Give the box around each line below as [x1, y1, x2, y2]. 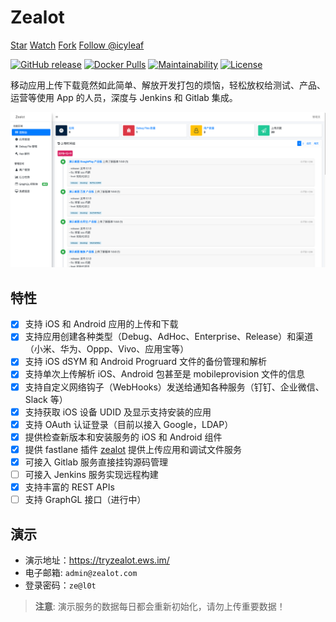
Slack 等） [24, 393, 68, 405]
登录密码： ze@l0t [24, 579, 97, 591]
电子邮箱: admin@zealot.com [24, 566, 138, 578]
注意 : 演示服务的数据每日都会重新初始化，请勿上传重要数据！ [34, 600, 286, 612]
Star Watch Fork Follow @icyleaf [10, 39, 145, 51]
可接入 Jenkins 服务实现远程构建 [24, 468, 159, 480]
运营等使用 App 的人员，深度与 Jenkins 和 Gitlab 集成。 [10, 91, 238, 103]
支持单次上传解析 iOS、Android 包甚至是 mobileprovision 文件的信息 [24, 368, 306, 380]
